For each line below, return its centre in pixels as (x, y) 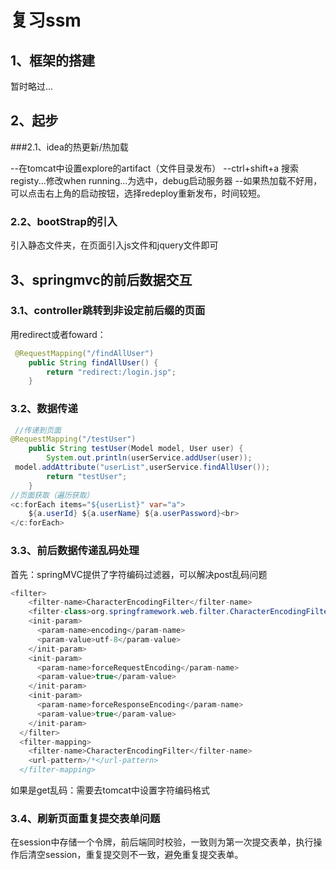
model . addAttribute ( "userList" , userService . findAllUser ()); (142, 467)
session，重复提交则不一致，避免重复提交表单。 (144, 855)
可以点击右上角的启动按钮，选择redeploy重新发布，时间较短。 (138, 193)
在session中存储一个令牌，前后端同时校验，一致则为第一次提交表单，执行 (162, 842)
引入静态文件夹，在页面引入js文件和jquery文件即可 (114, 245)
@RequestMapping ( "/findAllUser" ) (84, 353)
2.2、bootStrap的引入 (64, 221)
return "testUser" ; (87, 476)
